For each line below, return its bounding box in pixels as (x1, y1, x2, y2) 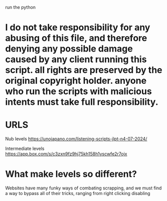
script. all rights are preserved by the (5, 65, 162, 76)
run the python (5, 5, 36, 10)
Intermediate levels (5, 145, 45, 152)
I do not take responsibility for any (5, 22, 150, 33)
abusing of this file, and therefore (5, 33, 147, 44)
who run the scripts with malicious (5, 86, 152, 97)
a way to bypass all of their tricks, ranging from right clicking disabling (5, 190, 150, 196)
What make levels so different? (5, 168, 137, 180)
